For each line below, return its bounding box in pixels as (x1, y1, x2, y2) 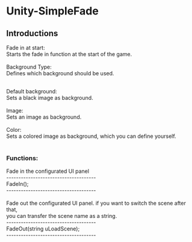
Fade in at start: (6, 44, 45, 51)
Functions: (6, 154, 39, 162)
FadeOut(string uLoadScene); (6, 225, 80, 232)
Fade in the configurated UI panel (6, 167, 89, 175)
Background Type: (6, 63, 52, 70)
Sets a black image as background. (6, 95, 93, 101)
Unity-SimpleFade (6, 4, 99, 18)
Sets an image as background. (6, 113, 82, 120)
